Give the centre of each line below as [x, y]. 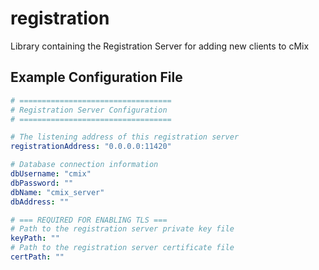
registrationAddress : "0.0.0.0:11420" [91, 147]
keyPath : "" [35, 238]
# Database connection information [84, 165]
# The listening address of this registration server [125, 137]
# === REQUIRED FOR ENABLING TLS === [89, 220]
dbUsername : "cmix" [51, 174]
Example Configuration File [96, 77]
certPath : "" [37, 257]
